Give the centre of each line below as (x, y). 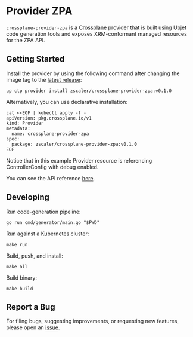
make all (17, 266)
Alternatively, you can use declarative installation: (67, 102)
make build (20, 289)
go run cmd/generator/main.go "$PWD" (53, 222)
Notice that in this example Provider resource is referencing (79, 160)
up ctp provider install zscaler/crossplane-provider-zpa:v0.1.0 (89, 91)
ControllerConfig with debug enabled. (52, 167)
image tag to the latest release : (44, 79)
